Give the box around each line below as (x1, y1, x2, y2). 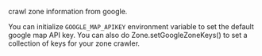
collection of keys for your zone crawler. (8, 39, 141, 48)
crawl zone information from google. (8, 7, 128, 16)
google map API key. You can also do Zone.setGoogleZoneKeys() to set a (8, 31, 248, 39)
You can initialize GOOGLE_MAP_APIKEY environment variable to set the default (8, 22, 254, 31)
